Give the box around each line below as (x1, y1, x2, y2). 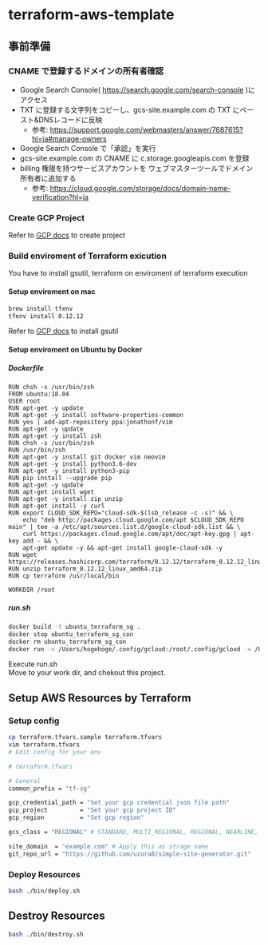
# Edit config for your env (8, 748, 102, 756)
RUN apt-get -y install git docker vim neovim (8, 453, 166, 461)
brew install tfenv (8, 304, 73, 312)
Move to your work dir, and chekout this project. (8, 668, 166, 678)
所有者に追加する (19, 173, 77, 183)
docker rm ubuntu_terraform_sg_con (8, 638, 127, 646)
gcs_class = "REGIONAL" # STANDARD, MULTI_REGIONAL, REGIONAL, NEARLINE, (8, 829, 259, 837)
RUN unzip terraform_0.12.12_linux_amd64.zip (8, 565, 162, 573)
